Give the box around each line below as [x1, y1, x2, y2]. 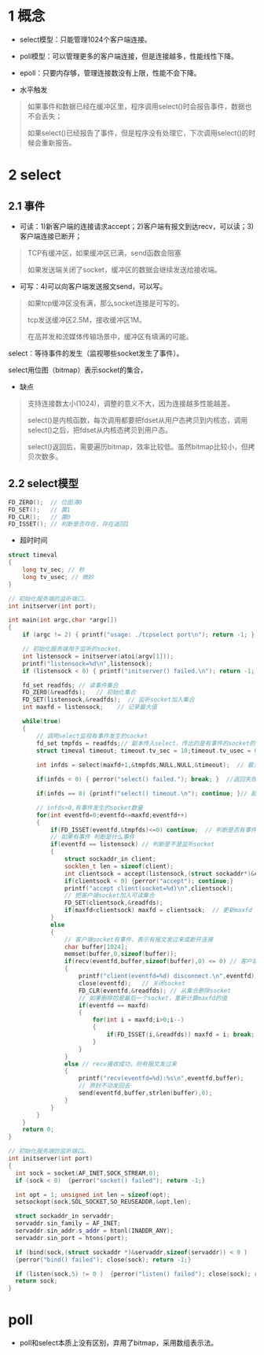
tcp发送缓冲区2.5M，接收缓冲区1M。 [27, 315, 147, 324]
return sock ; [15, 1277, 58, 1285]
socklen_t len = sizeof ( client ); [64, 862, 174, 870]
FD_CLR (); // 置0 [8, 513, 71, 521]
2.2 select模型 [8, 477, 79, 490]
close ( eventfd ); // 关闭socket [78, 979, 186, 988]
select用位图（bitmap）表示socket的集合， [8, 365, 148, 375]
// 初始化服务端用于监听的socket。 [22, 645, 124, 653]
